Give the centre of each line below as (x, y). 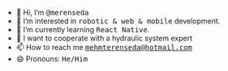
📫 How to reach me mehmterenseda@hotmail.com (104, 47)
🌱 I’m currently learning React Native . (83, 29)
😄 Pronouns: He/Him (52, 59)
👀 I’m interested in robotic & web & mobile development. (118, 21)
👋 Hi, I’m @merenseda (52, 13)
